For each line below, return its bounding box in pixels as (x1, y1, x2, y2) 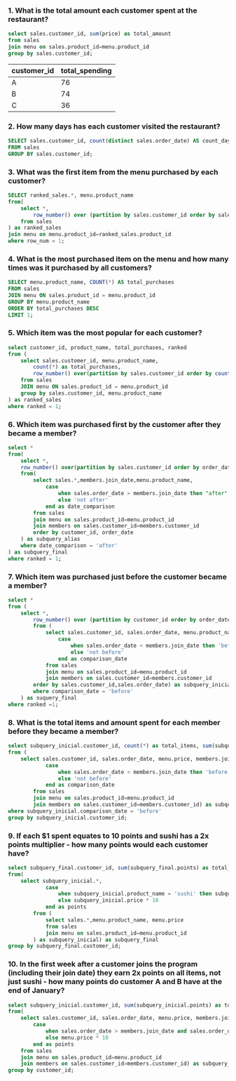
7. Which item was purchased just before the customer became (8, 572, 227, 582)
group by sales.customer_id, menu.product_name (20, 389, 162, 397)
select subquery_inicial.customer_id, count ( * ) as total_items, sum (8, 742, 212, 749)
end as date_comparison (45, 503, 115, 510)
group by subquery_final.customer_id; (8, 943, 121, 950)
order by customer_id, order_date (33, 529, 134, 536)
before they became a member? (8, 726, 119, 736)
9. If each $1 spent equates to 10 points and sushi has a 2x (8, 831, 209, 841)
